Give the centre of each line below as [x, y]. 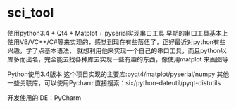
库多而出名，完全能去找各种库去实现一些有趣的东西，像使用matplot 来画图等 [118, 59]
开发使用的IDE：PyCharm [44, 97]
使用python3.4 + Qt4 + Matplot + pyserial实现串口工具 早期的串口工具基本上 [118, 33]
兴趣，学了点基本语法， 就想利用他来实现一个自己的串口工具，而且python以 [117, 50]
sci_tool [31, 13]
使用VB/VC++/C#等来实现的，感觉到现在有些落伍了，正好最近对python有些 [117, 42]
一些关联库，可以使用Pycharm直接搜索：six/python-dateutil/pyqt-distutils [114, 82]
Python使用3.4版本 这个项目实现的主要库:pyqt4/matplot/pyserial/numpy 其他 [118, 74]
